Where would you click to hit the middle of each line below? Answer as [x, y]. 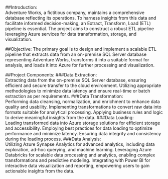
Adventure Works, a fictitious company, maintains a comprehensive [75, 13]
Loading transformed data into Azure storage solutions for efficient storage [83, 123]
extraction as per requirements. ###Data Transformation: [64, 96]
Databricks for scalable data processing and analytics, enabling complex [80, 155]
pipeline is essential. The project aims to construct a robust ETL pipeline [80, 29]
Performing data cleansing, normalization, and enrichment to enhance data [83, 102]
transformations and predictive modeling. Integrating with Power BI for [78, 160]
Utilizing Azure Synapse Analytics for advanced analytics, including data [80, 144]
